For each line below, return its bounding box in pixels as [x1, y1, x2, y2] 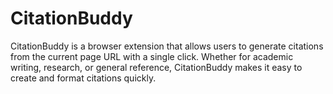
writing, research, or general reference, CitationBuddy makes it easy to [10, 61, 303, 73]
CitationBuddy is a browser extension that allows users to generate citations [10, 40, 324, 52]
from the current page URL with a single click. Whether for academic [10, 50, 294, 62]
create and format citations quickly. [10, 72, 157, 84]
